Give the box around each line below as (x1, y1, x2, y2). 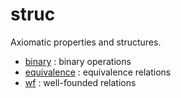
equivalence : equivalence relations (24, 66, 172, 78)
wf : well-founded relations (24, 76, 137, 88)
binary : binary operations (24, 55, 132, 67)
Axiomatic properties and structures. (10, 36, 162, 48)
